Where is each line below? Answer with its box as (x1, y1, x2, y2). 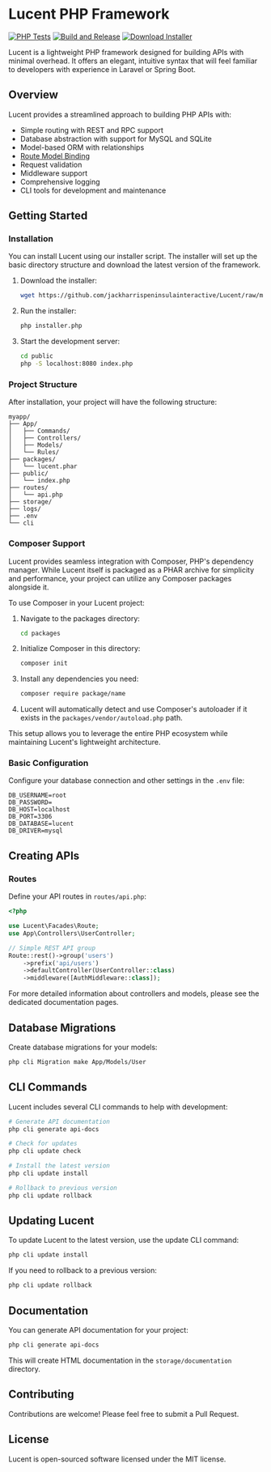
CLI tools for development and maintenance (19, 185, 167, 195)
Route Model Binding (19, 151, 91, 160)
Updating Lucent (8, 1214, 95, 1227)
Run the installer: (19, 306, 77, 316)
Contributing (8, 1388, 74, 1402)
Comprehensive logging (19, 177, 100, 186)
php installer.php (19, 321, 83, 330)
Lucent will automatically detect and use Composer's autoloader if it (19, 704, 248, 714)
